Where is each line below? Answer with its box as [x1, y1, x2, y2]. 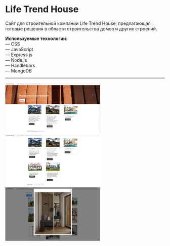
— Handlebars [5, 62, 35, 68]
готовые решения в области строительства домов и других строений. [5, 25, 157, 31]
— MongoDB [5, 67, 32, 74]
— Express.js [5, 52, 33, 58]
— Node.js [5, 57, 27, 63]
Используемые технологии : [5, 35, 67, 42]
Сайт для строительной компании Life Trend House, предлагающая [5, 20, 151, 26]
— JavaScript [5, 46, 34, 52]
